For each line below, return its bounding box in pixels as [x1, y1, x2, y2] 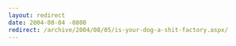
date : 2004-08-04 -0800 [8, 19, 87, 27]
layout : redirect [8, 11, 66, 19]
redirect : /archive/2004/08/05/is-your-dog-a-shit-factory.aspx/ [8, 26, 228, 34]
